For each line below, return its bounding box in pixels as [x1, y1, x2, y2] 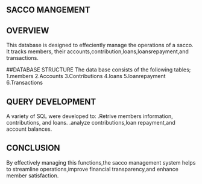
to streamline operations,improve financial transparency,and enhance [6, 165, 179, 172]
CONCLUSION [6, 143, 60, 153]
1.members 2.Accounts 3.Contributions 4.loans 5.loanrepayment [6, 73, 166, 80]
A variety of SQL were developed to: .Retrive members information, [6, 113, 173, 120]
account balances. [6, 125, 52, 133]
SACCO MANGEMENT [6, 5, 90, 15]
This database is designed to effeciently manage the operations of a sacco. [6, 42, 194, 49]
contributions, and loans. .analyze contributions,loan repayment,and [6, 119, 176, 126]
